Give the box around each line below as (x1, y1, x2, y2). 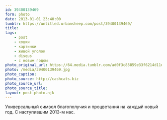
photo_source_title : (5, 85, 48, 91)
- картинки (14, 44, 37, 49)
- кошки (14, 40, 30, 45)
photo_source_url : (5, 81, 43, 86)
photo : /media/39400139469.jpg (5, 67, 70, 72)
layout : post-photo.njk (5, 90, 55, 95)
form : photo (5, 12, 30, 17)
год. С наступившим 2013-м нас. (5, 109, 75, 115)
